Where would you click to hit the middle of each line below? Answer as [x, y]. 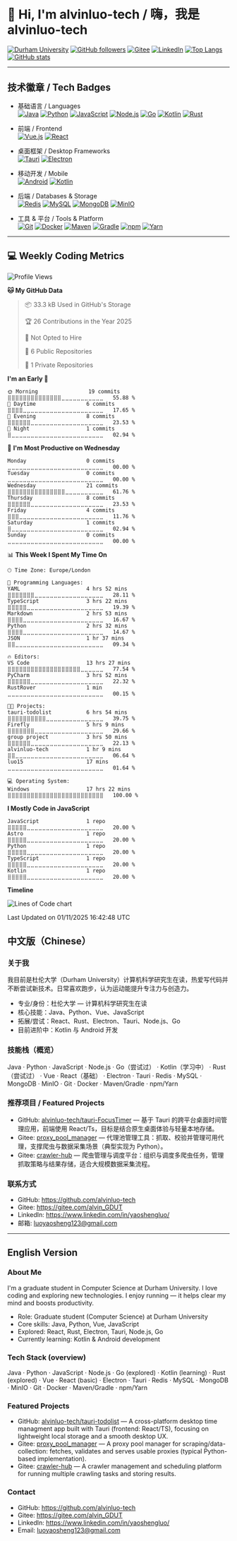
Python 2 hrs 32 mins [68, 625]
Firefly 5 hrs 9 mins [66, 724]
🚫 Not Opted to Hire [53, 337]
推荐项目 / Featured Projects [56, 1103]
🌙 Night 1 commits [61, 428]
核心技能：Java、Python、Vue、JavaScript [81, 1012]
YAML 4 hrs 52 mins [68, 589]
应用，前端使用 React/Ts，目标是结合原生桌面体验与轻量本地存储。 [121, 1128]
